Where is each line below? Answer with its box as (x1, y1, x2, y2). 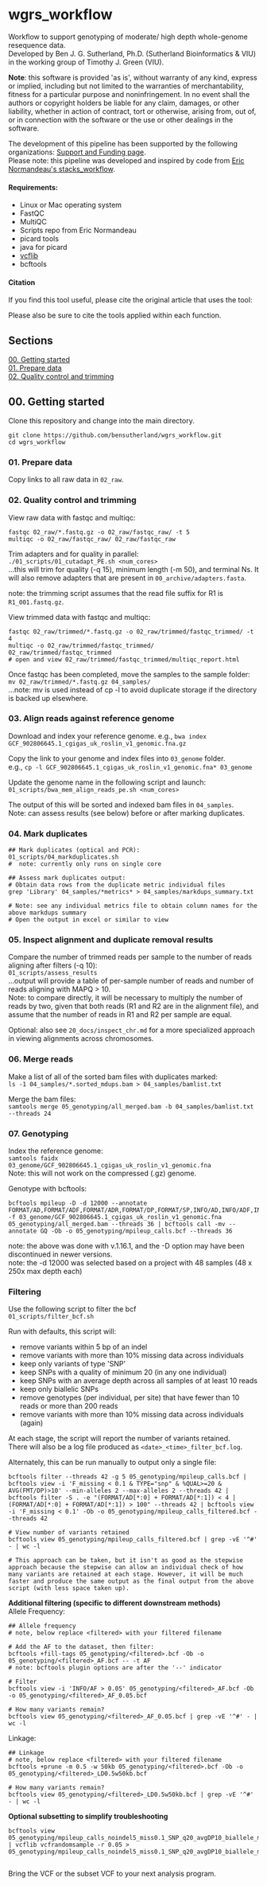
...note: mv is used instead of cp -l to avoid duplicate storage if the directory (8, 684, 257, 694)
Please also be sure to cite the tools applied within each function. (8, 310, 222, 320)
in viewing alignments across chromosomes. (8, 1034, 154, 1043)
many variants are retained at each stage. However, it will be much (8, 1570, 244, 1579)
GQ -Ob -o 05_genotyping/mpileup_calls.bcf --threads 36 (40, 1227, 233, 1235)
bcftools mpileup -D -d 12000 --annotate (8, 1199, 148, 1207)
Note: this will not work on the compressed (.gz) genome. (8, 1168, 197, 1179)
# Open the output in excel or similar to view (8, 916, 169, 924)
